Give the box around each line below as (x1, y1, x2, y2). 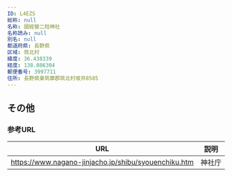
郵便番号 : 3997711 (7, 68, 57, 75)
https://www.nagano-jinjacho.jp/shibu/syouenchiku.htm (10, 158, 194, 167)
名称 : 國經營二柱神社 (7, 23, 60, 30)
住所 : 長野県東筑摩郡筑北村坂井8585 (7, 74, 99, 82)
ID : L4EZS (7, 10, 36, 17)
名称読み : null (7, 29, 47, 37)
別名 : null (7, 36, 37, 43)
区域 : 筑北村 (7, 49, 40, 56)
